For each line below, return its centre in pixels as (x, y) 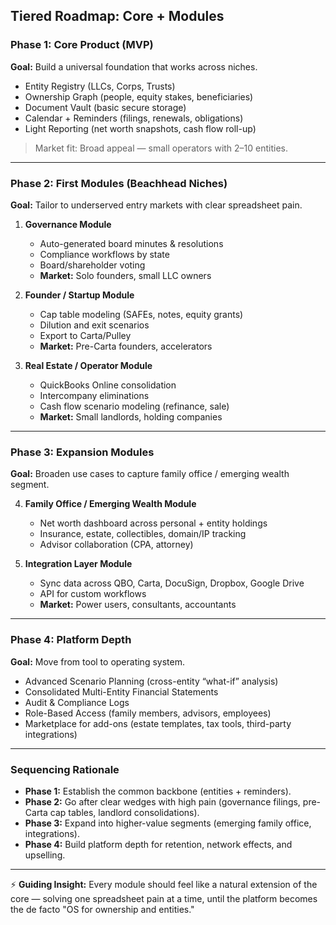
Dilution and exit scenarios (94, 325)
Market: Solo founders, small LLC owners (125, 275)
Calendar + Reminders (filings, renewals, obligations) (134, 118)
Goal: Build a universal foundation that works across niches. (134, 66)
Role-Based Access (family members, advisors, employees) (148, 713)
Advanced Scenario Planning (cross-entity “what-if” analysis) (151, 681)
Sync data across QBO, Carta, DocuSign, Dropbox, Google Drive (172, 583)
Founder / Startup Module (79, 295)
